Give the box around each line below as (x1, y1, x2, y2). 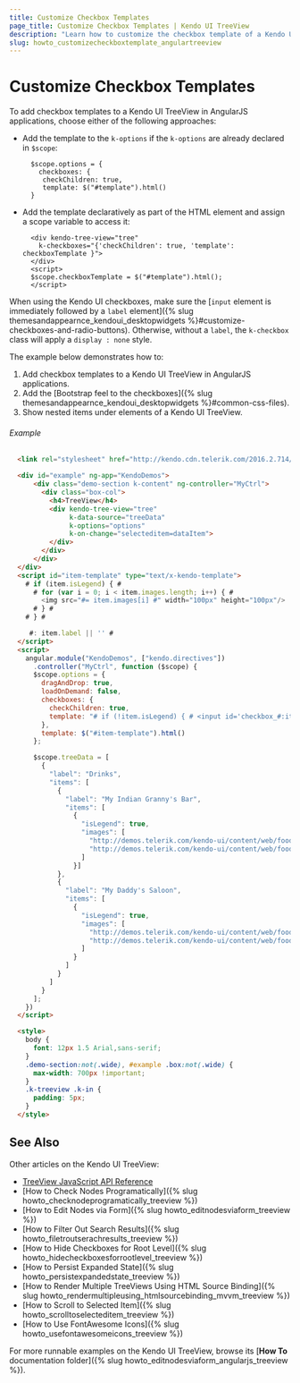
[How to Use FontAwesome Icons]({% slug (21, 1319, 180, 1329)
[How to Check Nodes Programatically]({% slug (21, 1185, 198, 1196)
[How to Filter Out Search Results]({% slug (21, 1223, 180, 1235)
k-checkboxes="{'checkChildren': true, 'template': (38, 242, 235, 250)
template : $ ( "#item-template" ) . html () (41, 728, 186, 738)
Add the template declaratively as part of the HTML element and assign (21, 207, 286, 217)
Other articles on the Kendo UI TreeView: (9, 1158, 160, 1169)
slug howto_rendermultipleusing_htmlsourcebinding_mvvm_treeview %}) (21, 1290, 290, 1301)
